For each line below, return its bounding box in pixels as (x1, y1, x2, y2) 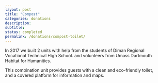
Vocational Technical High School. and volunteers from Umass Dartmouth (5, 52, 152, 58)
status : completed (5, 30, 42, 34)
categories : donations (5, 16, 51, 21)
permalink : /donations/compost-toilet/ (5, 34, 86, 39)
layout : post (5, 7, 32, 12)
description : (5, 20, 32, 26)
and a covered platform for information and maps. (5, 72, 105, 78)
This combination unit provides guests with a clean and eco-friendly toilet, (5, 67, 154, 73)
